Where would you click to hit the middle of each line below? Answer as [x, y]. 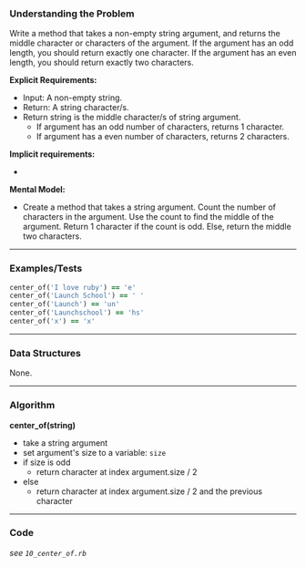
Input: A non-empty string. [72, 98]
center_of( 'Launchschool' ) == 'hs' [77, 313]
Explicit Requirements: [53, 80]
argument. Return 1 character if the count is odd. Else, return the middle [157, 227]
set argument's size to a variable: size [94, 452]
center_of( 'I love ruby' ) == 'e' [73, 287]
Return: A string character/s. [76, 108]
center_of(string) [42, 425]
